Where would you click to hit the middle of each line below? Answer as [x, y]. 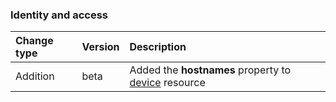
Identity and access [59, 15]
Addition [35, 76]
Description [158, 47]
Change [34, 41]
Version [100, 47]
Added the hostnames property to [210, 70]
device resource [167, 83]
